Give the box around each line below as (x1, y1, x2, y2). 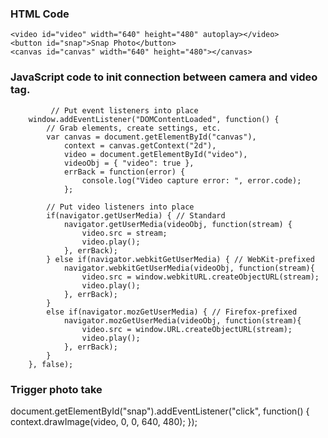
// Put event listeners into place (50, 105, 199, 116)
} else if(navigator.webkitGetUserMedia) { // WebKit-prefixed (46, 254, 315, 264)
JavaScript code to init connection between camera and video (10, 70, 318, 84)
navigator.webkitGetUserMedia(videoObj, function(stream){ (63, 263, 315, 273)
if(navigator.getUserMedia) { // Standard (46, 210, 226, 221)
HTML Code (10, 7, 70, 21)
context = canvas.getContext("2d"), (63, 140, 217, 151)
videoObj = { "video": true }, (63, 158, 195, 168)
